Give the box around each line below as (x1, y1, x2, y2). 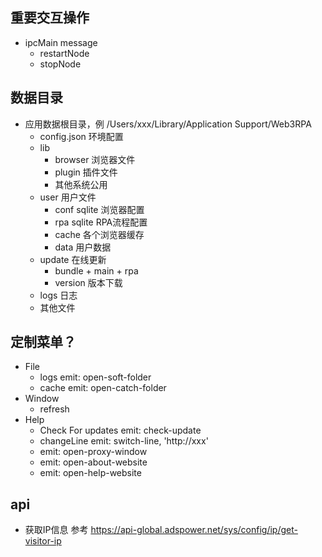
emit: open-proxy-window (39, 446, 148, 458)
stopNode (39, 58, 82, 70)
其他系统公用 (54, 178, 108, 190)
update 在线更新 (39, 253, 107, 265)
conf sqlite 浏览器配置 (54, 203, 145, 215)
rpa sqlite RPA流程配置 (54, 216, 148, 228)
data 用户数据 (54, 241, 112, 253)
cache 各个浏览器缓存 (54, 228, 145, 240)
